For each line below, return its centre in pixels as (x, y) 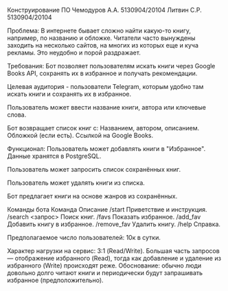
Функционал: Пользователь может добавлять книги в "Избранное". (106, 149)
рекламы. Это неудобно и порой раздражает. (74, 52)
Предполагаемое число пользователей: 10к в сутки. (84, 238)
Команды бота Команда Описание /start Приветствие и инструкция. (107, 209)
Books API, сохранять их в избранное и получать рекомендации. (102, 73)
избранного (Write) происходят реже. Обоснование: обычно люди (104, 265)
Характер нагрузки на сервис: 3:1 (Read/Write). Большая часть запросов (113, 251)
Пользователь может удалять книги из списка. (76, 183)
